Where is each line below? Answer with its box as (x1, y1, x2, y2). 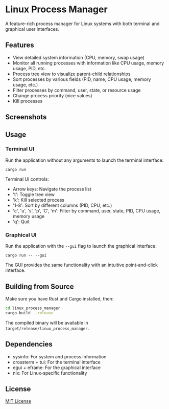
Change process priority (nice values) (12, 92, 93, 98)
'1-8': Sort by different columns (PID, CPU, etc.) (12, 202, 112, 208)
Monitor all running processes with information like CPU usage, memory (12, 60, 164, 66)
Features (5, 41, 34, 50)
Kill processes (12, 98, 43, 104)
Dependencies (5, 340, 53, 349)
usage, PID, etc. (12, 65, 46, 71)
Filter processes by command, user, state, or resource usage (12, 87, 141, 93)
